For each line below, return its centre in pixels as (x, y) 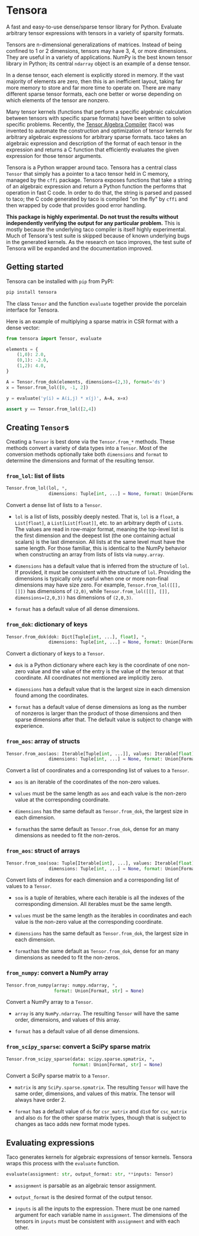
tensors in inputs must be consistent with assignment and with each (97, 1221)
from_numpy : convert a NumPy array (57, 973)
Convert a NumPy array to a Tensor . (49, 1002)
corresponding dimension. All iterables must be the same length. (94, 904)
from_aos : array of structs (43, 741)
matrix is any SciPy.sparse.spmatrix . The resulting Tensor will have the (101, 1088)
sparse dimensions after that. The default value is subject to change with (103, 720)
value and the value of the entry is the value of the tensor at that (105, 671)
